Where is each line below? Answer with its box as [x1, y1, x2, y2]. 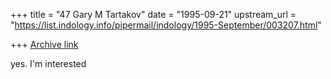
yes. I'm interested [10, 58, 87, 69]
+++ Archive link [10, 39, 79, 50]
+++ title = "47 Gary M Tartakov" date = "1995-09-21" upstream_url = [10, 9, 297, 20]
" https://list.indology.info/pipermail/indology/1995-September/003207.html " [10, 19, 322, 31]
